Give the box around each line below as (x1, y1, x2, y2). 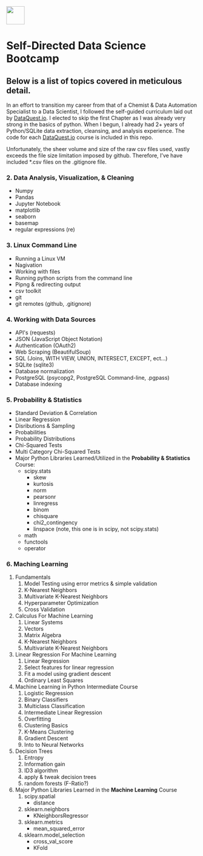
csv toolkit (15, 287, 41, 294)
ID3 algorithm (24, 767, 59, 774)
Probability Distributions (15, 435, 76, 442)
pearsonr (33, 493, 56, 500)
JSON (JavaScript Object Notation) (15, 335, 103, 342)
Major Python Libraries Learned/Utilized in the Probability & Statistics (15, 454, 191, 462)
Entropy (24, 754, 44, 761)
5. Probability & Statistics (6, 396, 82, 404)
